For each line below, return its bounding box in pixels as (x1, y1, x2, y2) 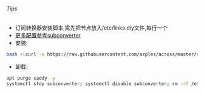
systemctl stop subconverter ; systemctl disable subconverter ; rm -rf (6, 80, 189, 87)
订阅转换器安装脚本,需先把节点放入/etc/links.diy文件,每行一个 (15, 24, 168, 31)
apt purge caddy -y (6, 75, 56, 82)
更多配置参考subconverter (15, 32, 81, 39)
